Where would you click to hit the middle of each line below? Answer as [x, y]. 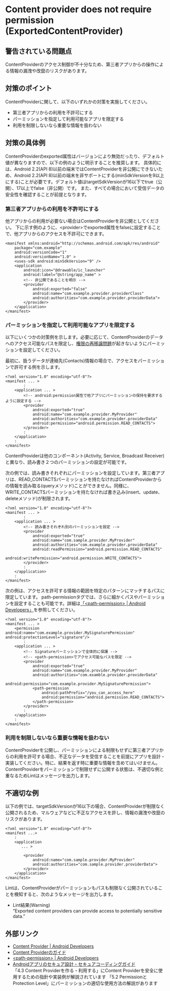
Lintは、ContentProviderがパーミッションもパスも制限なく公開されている [82, 888]
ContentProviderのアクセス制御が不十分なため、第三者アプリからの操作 [80, 64]
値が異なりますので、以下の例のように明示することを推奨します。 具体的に [83, 162]
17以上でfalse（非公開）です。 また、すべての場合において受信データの [90, 188]
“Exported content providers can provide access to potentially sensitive [87, 911]
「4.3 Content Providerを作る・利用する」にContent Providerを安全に [85, 971]
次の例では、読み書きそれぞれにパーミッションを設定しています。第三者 [81, 473]
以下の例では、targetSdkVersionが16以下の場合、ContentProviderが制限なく [85, 806]
